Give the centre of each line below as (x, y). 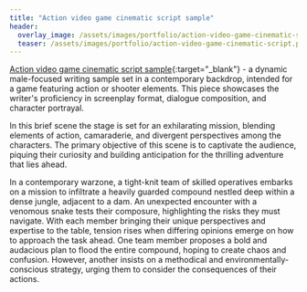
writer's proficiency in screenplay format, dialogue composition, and (138, 99)
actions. (24, 279)
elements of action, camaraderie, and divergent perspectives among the (145, 136)
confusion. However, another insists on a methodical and (116, 260)
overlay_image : (47, 35)
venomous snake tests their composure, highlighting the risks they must (145, 212)
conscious (29, 269)
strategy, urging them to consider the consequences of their (163, 269)
